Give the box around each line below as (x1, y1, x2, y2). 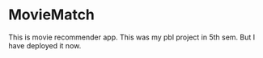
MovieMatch (8, 6, 95, 24)
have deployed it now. (8, 40, 82, 50)
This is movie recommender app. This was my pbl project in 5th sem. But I (8, 32, 256, 42)
